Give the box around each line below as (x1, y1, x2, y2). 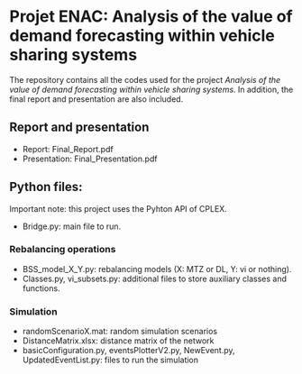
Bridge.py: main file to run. (22, 221, 122, 232)
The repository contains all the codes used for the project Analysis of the (9, 74, 281, 85)
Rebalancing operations (9, 243, 116, 256)
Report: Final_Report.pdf (22, 143, 114, 154)
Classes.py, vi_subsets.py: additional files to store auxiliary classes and (22, 273, 287, 284)
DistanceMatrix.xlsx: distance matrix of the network (22, 335, 215, 346)
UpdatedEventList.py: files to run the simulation (22, 354, 199, 366)
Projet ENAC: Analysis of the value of (9, 6, 293, 27)
